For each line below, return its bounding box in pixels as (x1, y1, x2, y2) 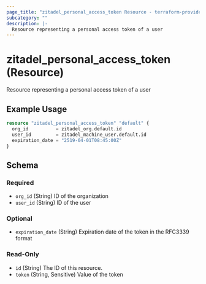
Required (6, 178, 34, 187)
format (15, 235, 32, 242)
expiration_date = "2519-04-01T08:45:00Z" (12, 137, 122, 143)
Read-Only (6, 250, 40, 259)
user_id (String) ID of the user (15, 199, 91, 207)
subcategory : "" (6, 15, 48, 21)
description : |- (6, 20, 48, 26)
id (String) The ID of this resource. (15, 264, 103, 271)
